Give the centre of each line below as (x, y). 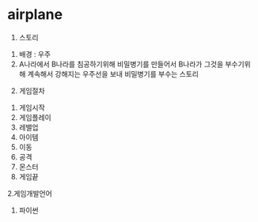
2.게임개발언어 (30, 193)
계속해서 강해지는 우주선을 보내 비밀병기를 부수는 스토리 (113, 73)
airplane (35, 15)
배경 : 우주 (35, 54)
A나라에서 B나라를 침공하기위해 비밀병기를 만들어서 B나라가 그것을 (121, 64)
